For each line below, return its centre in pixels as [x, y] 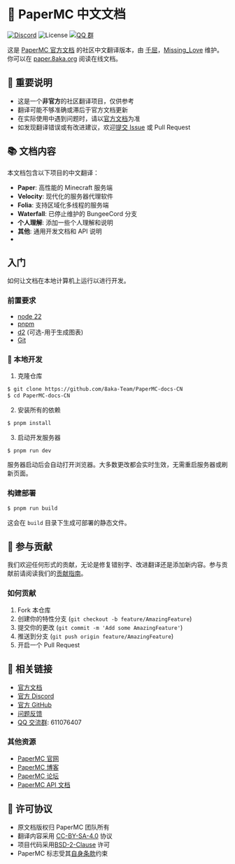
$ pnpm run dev [29, 451]
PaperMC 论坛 [38, 776]
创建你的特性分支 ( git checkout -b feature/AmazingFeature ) [105, 619]
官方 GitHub [35, 705]
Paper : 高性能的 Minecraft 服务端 [65, 187]
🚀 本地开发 [25, 359]
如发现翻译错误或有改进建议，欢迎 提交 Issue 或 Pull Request [104, 127]
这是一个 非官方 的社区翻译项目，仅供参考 [76, 101]
